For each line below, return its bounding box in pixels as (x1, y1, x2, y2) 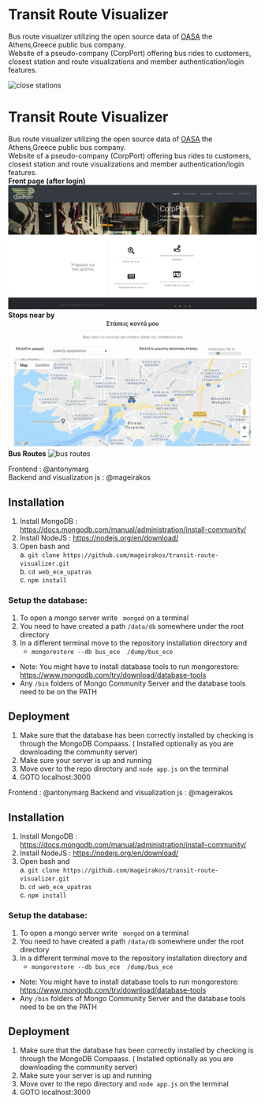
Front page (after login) (8, 176, 86, 185)
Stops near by (8, 310, 55, 320)
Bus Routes (8, 449, 47, 458)
